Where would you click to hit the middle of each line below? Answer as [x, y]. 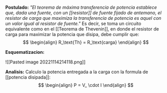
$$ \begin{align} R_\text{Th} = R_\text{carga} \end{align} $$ [86, 42]
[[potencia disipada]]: [28, 77]
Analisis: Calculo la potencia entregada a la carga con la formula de [77, 72]
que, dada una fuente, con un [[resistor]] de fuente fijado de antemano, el [83, 13]
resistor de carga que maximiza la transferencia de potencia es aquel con [83, 18]
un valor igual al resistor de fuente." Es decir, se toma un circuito [73, 23]
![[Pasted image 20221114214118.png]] [45, 62]
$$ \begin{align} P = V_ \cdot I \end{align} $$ [86, 85]
